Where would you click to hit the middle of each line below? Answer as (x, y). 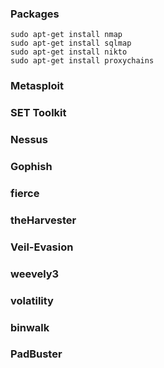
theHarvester (43, 220)
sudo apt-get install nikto (69, 52)
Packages (35, 14)
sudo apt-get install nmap (66, 35)
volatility (32, 300)
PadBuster (36, 354)
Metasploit (37, 86)
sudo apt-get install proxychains (82, 61)
